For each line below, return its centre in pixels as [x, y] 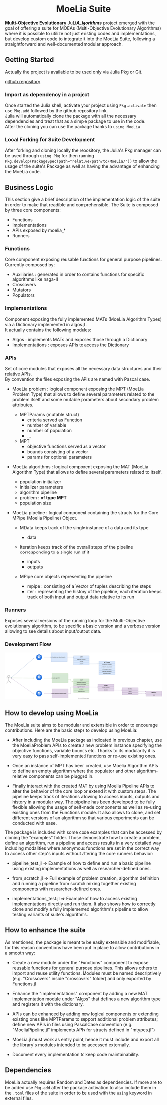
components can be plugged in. [61, 776]
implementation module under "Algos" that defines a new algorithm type [86, 999]
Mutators [22, 290]
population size [35, 503]
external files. [19, 1098]
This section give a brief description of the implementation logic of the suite [83, 199]
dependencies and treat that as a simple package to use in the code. [75, 121]
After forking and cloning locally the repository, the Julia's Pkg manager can [83, 150]
